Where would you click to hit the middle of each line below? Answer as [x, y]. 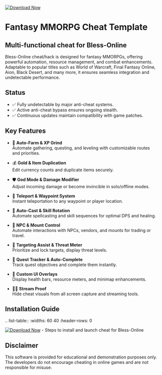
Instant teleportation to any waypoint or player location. [67, 201]
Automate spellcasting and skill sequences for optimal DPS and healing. [84, 215]
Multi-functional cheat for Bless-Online [66, 45]
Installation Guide [32, 309]
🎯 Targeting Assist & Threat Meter [47, 245]
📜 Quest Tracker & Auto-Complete [47, 259]
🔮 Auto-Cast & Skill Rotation [41, 210]
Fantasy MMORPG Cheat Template [76, 27]
